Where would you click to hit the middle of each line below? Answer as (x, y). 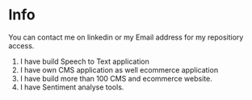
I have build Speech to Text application (84, 61)
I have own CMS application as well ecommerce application (119, 69)
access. (21, 45)
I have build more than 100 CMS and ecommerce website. (116, 78)
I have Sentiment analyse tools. (72, 87)
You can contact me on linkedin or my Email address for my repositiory (126, 37)
